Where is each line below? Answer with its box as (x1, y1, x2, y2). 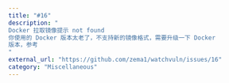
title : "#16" (8, 11, 52, 20)
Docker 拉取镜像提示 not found (8, 26, 105, 34)
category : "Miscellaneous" (8, 63, 98, 71)
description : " (8, 19, 59, 27)
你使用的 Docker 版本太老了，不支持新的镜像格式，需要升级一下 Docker (8, 33, 216, 42)
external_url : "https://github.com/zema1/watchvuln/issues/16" (8, 56, 223, 64)
